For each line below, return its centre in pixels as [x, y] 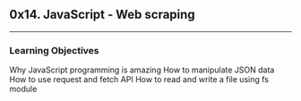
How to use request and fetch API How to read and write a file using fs [139, 80]
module [23, 89]
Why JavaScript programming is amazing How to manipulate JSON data [142, 70]
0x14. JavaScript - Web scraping [102, 15]
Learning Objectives [55, 50]
